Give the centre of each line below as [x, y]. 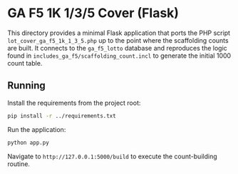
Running [27, 86]
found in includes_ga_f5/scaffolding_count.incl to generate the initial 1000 [119, 56]
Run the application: [37, 129]
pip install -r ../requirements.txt [62, 116]
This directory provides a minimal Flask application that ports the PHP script [119, 33]
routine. [19, 164]
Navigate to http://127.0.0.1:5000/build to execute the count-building [112, 156]
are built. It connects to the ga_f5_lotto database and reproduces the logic [118, 48]
